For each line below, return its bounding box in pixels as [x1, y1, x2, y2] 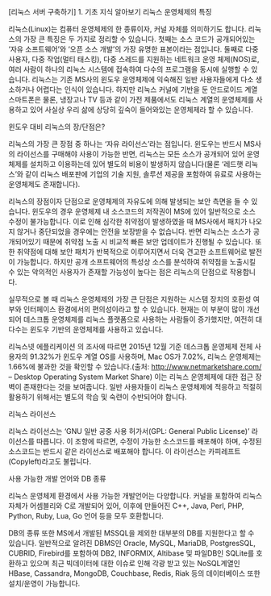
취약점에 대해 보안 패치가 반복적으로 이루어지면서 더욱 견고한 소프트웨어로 [16, 247, 248, 256]
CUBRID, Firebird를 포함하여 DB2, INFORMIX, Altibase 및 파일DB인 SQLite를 [8, 548, 255, 558]
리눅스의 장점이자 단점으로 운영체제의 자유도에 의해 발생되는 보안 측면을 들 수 [8, 197, 250, 206]
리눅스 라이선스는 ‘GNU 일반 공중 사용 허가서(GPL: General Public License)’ [8, 427, 250, 436]
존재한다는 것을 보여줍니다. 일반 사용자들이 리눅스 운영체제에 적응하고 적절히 [23, 382, 263, 391]
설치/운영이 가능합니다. [8, 579, 81, 588]
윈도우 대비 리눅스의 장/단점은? [8, 122, 106, 131]
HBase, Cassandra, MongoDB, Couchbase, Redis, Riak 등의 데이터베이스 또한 [8, 569, 261, 578]
